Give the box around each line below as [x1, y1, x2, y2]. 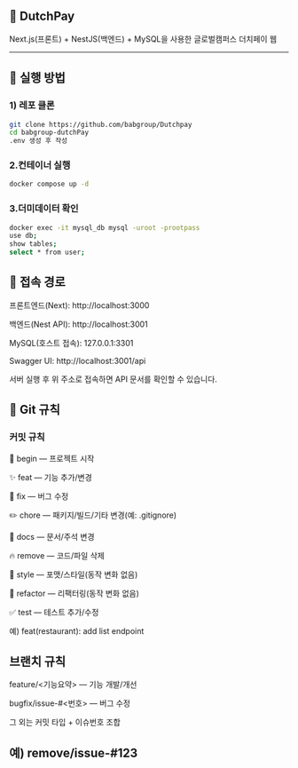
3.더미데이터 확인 [9, 202, 79, 215]
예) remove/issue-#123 [9, 745, 138, 760]
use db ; [9, 232, 38, 241]
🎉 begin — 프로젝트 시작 [9, 453, 95, 463]
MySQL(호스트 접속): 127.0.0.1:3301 [9, 337, 134, 348]
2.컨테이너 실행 [9, 159, 71, 171]
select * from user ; [9, 248, 86, 257]
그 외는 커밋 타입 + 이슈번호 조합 [9, 717, 122, 728]
